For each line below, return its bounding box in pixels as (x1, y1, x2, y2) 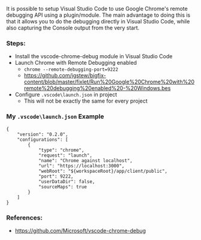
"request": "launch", (38, 152, 93, 158)
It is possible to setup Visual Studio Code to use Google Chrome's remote (6, 5, 188, 12)
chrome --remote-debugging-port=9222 (23, 67, 119, 73)
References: (6, 213, 43, 221)
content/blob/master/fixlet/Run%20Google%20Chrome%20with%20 (23, 78, 195, 86)
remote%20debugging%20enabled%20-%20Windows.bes (23, 85, 171, 92)
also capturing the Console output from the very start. (6, 24, 140, 31)
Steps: (6, 39, 26, 47)
